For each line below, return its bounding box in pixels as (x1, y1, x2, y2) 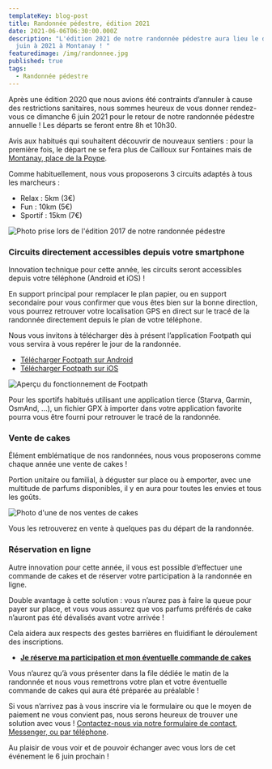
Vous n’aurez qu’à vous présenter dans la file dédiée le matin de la (8, 668, 229, 677)
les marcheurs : (8, 177, 61, 187)
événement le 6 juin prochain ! (8, 751, 109, 761)
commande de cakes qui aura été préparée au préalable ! (8, 686, 200, 695)
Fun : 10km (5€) (19, 202, 73, 211)
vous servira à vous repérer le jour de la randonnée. (8, 339, 181, 348)
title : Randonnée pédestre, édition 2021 (8, 19, 151, 28)
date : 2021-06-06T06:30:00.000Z (8, 27, 117, 35)
